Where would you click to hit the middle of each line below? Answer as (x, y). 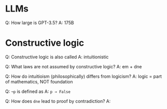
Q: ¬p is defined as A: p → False (38, 91)
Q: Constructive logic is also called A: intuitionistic (57, 57)
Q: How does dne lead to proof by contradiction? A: (58, 101)
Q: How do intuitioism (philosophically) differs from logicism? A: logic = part (83, 76)
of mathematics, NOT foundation (39, 81)
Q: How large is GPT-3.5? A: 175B (40, 23)
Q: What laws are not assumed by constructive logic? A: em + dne (74, 66)
